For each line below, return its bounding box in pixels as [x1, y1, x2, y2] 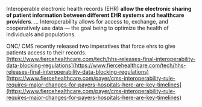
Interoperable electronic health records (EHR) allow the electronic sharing [6, 5, 192, 12]
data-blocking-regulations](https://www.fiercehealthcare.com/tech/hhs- [6, 62, 186, 69]
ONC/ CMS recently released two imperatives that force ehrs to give [6, 42, 176, 50]
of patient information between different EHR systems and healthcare [6, 11, 185, 19]
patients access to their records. [6, 49, 87, 56]
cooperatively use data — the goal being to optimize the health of [6, 24, 169, 31]
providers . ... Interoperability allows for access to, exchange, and [6, 18, 169, 25]
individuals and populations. [6, 31, 77, 38]
